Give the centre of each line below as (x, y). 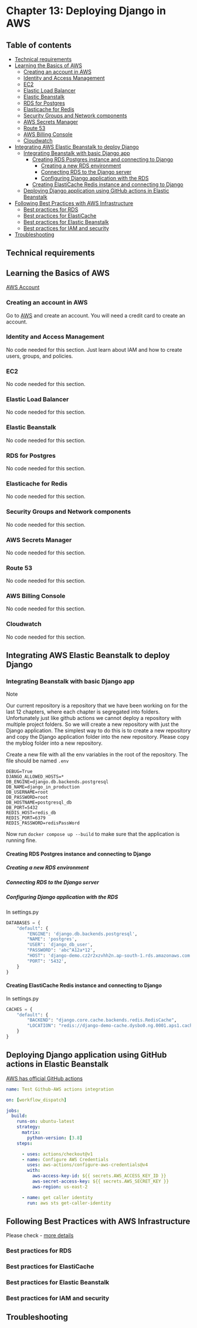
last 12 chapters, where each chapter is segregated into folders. (83, 712)
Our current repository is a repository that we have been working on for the (97, 706)
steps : (25, 1143)
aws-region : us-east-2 (60, 1187)
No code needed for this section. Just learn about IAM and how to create (94, 349)
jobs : (13, 1111)
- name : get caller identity (57, 1197)
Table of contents (39, 45)
